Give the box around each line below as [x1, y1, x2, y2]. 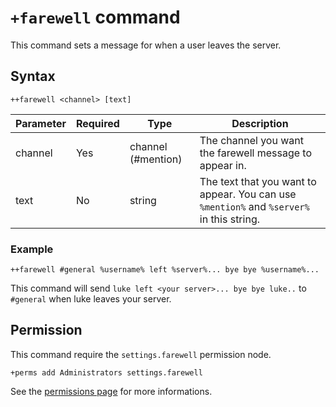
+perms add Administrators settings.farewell [10, 367, 203, 378]
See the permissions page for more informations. [10, 385, 213, 397]
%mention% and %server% [199, 199, 310, 213]
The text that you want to [199, 174, 317, 188]
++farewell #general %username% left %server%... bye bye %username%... [10, 265, 320, 275]
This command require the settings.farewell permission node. [10, 348, 272, 360]
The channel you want [199, 133, 304, 147]
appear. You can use [199, 187, 297, 201]
